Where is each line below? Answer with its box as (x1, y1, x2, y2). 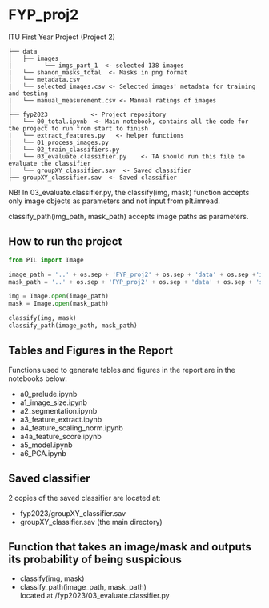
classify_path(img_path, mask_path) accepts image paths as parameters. (8, 211, 249, 221)
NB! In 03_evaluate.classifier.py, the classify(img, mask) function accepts (8, 187, 250, 197)
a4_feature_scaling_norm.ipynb (19, 422, 124, 433)
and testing (8, 90, 48, 98)
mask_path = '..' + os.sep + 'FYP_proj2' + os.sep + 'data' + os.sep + (8, 278, 253, 286)
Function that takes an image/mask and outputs (8, 540, 252, 554)
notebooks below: (8, 374, 68, 383)
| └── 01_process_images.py (8, 138, 110, 146)
